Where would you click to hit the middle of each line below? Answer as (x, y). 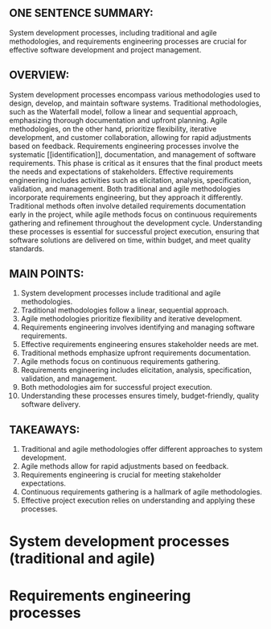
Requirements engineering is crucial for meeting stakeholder (121, 475)
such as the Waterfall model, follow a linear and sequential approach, (123, 111)
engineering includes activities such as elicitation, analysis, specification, (130, 180)
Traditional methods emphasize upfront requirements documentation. (136, 353)
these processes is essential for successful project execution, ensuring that (134, 231)
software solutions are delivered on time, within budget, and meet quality (130, 240)
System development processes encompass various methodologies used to (135, 94)
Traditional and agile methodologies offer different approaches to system (142, 449)
